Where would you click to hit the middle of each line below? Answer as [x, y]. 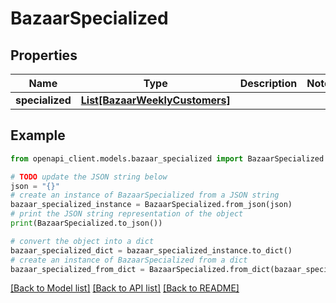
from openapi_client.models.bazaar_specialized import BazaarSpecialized [167, 158]
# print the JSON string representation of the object [127, 214]
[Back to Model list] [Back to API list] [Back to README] [125, 288]
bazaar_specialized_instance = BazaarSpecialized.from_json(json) [151, 205]
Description [268, 83]
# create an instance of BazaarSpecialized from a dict [129, 260]
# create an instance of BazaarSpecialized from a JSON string [145, 195]
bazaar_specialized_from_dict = [77, 269]
